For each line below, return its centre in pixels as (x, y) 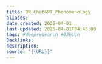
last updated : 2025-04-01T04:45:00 (51, 29)
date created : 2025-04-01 (39, 23)
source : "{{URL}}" (29, 52)
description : (23, 46)
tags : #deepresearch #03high (43, 35)
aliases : (17, 18)
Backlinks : (20, 40)
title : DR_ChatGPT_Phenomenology (49, 12)
